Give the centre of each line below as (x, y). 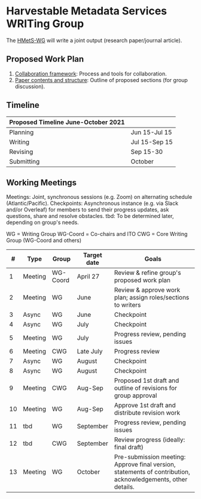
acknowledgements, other (151, 479)
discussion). (30, 86)
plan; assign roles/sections (152, 298)
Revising (21, 152)
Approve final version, (145, 464)
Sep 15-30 (147, 152)
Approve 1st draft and (145, 406)
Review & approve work (147, 290)
